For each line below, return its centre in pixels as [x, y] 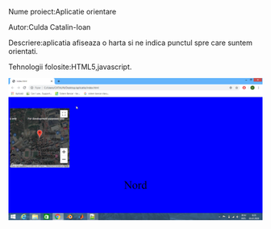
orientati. [23, 51]
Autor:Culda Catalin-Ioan [50, 27]
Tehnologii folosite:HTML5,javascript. [70, 67]
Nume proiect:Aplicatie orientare [63, 12]
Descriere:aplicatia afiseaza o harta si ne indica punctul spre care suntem [130, 43]
